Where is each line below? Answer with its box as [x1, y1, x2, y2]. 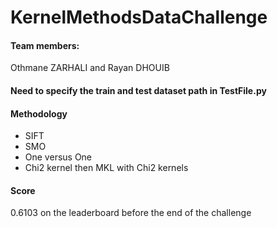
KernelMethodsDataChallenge [10, 6, 268, 29]
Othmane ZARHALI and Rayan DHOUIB [10, 62, 170, 74]
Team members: [10, 39, 80, 51]
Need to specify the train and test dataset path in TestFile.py [10, 84, 267, 96]
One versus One [24, 151, 93, 163]
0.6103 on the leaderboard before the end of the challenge [10, 207, 252, 219]
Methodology [10, 107, 68, 120]
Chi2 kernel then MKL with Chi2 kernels [24, 162, 189, 174]
